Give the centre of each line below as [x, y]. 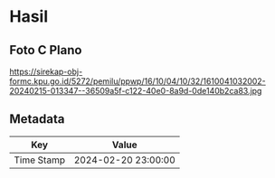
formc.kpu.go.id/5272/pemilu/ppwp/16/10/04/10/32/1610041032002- [138, 81]
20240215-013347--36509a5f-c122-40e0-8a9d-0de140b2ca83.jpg [136, 91]
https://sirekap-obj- [46, 71]
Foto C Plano [46, 50]
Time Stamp [40, 160]
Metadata [37, 119]
